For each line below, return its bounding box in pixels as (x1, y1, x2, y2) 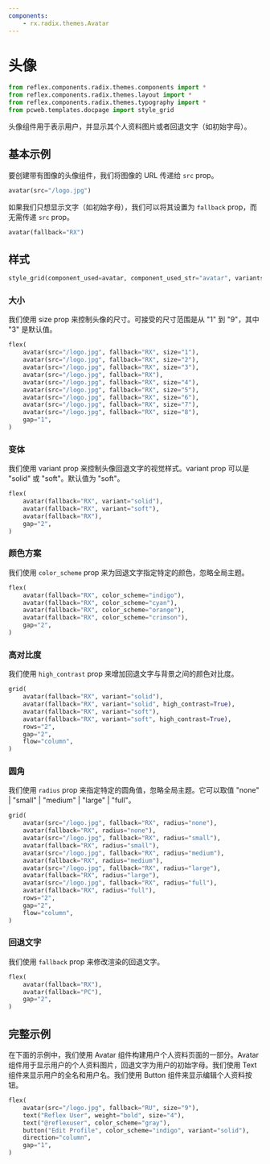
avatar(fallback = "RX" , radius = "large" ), (22, 872, 160, 880)
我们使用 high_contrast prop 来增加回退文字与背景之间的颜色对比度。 (8, 669, 239, 679)
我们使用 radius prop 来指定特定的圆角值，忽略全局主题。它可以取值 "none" (8, 785, 260, 795)
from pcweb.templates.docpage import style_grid (8, 106, 174, 114)
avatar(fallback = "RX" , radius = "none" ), (22, 826, 157, 835)
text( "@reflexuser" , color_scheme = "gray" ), (22, 1119, 171, 1127)
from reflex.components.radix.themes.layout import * (8, 91, 193, 99)
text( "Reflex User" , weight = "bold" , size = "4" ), (22, 1111, 185, 1120)
